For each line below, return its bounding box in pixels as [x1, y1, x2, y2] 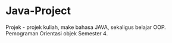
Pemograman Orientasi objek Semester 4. [5, 29, 108, 37]
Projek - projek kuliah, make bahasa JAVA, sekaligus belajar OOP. [5, 24, 166, 31]
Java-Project [5, 4, 71, 18]
